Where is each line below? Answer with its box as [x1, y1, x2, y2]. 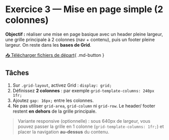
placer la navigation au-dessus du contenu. [17, 128, 110, 135]
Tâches [5, 68, 29, 77]
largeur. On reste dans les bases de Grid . [5, 42, 91, 48]
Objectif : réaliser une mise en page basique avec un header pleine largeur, [5, 31, 163, 37]
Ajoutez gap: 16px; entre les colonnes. [12, 97, 94, 103]
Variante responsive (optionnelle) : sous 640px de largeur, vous [17, 118, 151, 124]
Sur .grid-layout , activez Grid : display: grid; [12, 82, 112, 88]
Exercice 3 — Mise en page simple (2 [5, 4, 163, 15]
